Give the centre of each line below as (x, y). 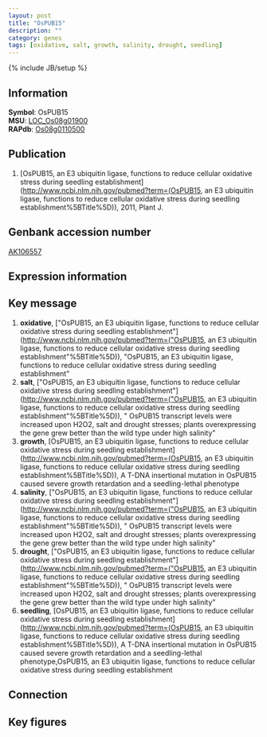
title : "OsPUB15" (37, 23)
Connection (38, 695)
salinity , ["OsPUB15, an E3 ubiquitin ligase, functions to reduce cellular (136, 492)
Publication (37, 154)
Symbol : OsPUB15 (39, 112)
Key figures (37, 722)
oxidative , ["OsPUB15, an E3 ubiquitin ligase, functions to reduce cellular (139, 323)
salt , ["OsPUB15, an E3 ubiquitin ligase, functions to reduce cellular (130, 382)
